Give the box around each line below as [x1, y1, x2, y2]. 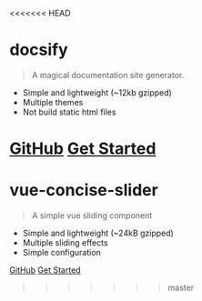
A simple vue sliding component [31, 210, 153, 221]
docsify [9, 40, 68, 60]
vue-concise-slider [9, 180, 159, 201]
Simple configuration [22, 247, 102, 258]
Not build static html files [22, 106, 116, 117]
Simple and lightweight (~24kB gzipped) [22, 227, 175, 239]
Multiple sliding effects [22, 237, 108, 248]
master [167, 282, 194, 294]
